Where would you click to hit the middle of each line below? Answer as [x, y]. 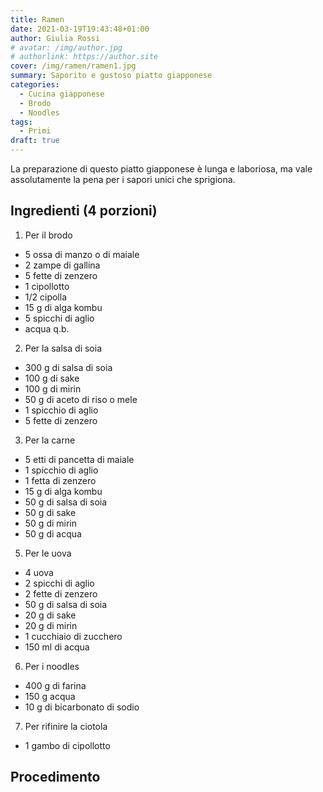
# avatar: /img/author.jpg [66, 47]
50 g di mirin [51, 523]
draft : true [35, 141]
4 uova [39, 572]
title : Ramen [37, 19]
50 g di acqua [53, 533]
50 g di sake [50, 512]
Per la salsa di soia [63, 348]
